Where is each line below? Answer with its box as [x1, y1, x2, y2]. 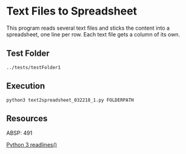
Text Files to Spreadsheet [6, 4, 138, 18]
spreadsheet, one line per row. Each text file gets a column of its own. [6, 30, 181, 38]
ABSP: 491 [6, 129, 33, 137]
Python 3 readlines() [6, 141, 58, 149]
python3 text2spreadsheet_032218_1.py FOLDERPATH [6, 97, 135, 103]
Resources [6, 113, 48, 124]
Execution [6, 81, 45, 92]
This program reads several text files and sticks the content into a [6, 24, 170, 32]
